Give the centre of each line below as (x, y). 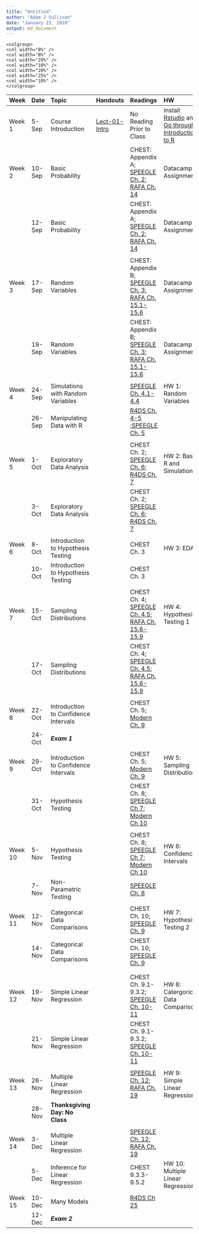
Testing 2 (177, 927)
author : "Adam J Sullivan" (39, 17)
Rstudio (174, 118)
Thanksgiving (70, 1105)
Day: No (62, 1113)
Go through (179, 125)
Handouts (110, 101)
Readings (144, 101)
